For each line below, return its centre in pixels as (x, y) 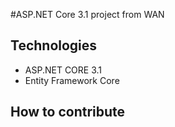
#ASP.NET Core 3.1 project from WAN (87, 14)
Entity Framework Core (72, 80)
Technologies (54, 45)
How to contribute (68, 112)
